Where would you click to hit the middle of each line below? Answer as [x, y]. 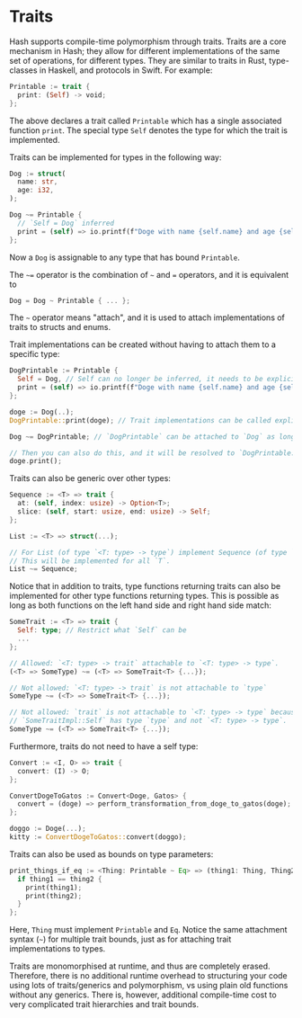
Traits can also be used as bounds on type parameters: [111, 854]
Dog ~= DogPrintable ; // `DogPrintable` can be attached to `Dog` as [142, 437]
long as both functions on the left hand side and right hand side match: [141, 605]
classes [23, 70]
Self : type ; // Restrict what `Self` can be [102, 630]
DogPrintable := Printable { [64, 371]
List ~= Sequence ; [44, 569]
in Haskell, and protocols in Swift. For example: [126, 70]
